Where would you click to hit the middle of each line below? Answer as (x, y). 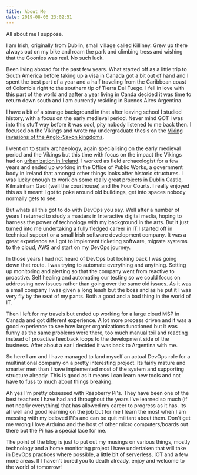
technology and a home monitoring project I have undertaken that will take (96, 448)
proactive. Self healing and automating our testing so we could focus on (93, 277)
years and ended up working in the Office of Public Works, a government (95, 167)
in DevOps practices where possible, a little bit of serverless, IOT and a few (97, 454)
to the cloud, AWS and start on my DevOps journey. (69, 247)
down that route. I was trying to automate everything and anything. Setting (96, 265)
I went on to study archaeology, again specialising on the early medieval (94, 148)
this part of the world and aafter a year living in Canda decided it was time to (99, 94)
